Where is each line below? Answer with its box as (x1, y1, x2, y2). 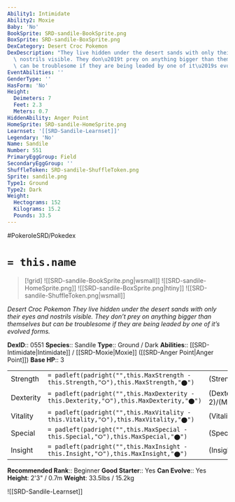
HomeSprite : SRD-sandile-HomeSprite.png (7, 120, 127, 128)
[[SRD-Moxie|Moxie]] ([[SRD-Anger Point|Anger (76, 348, 214, 356)
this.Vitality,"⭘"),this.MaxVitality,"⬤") (48, 415, 195, 424)
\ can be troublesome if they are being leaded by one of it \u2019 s (13, 62, 218, 69)
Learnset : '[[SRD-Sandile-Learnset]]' (7, 127, 120, 134)
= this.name (7, 256, 77, 269)
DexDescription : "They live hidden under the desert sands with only (7, 50, 215, 57)
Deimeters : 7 (13, 95, 52, 102)
